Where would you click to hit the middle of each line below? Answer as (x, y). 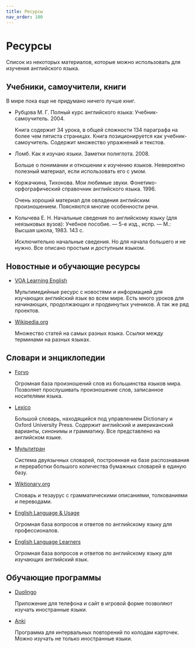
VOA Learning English (41, 281)
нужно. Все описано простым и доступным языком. (80, 248)
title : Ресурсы (25, 11)
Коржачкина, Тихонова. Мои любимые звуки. (71, 183)
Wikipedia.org (31, 322)
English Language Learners (47, 542)
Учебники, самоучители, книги (66, 86)
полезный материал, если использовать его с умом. (81, 171)
